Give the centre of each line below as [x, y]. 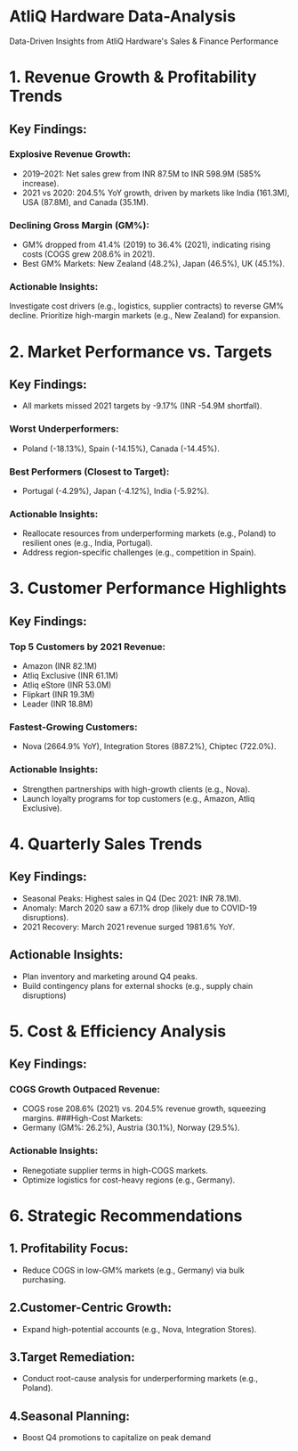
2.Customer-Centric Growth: [90, 1308]
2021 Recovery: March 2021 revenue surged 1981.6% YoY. [129, 927]
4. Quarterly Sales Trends [106, 844]
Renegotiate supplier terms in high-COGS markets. [115, 1170]
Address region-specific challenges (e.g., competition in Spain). [139, 552]
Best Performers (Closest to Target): [89, 472]
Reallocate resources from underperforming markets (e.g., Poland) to [149, 533]
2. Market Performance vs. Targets [141, 352]
